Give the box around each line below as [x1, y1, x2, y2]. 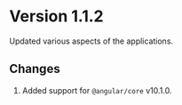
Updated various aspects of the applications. [9, 36, 174, 46]
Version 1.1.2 [9, 6, 104, 27]
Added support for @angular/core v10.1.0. [21, 85, 172, 95]
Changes [9, 61, 60, 77]
